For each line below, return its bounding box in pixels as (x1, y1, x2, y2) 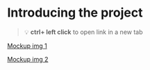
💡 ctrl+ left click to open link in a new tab (24, 28, 144, 36)
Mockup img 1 (7, 42, 47, 50)
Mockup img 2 (7, 55, 49, 63)
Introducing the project (7, 5, 143, 21)
